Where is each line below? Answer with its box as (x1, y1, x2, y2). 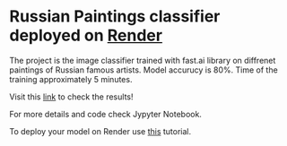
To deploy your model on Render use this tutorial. (9, 125, 192, 136)
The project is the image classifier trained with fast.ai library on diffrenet (9, 55, 276, 65)
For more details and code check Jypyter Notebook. (9, 108, 202, 119)
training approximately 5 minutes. (9, 73, 133, 84)
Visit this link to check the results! (9, 91, 134, 102)
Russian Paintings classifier (9, 6, 221, 27)
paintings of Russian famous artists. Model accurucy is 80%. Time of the (9, 64, 278, 75)
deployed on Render (9, 25, 163, 46)
